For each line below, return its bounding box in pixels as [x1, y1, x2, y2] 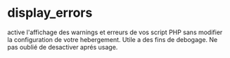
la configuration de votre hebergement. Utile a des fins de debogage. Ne [7, 35, 218, 43]
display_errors [7, 5, 93, 21]
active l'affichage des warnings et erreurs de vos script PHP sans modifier [7, 28, 223, 36]
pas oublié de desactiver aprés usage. [7, 43, 118, 51]
